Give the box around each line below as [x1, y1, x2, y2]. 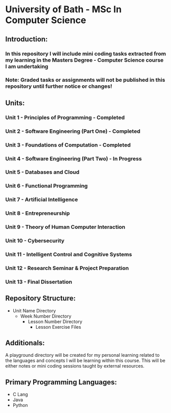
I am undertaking [5, 63, 48, 70]
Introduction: [5, 35, 48, 43]
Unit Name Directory [12, 307, 56, 313]
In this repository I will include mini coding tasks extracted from [5, 50, 166, 57]
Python [12, 402, 28, 408]
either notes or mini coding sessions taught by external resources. [5, 363, 144, 369]
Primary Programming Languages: [5, 378, 117, 386]
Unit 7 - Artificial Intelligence [5, 196, 78, 203]
